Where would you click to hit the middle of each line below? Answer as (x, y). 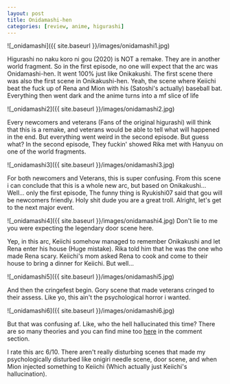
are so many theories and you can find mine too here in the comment (105, 332)
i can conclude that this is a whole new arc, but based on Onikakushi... (107, 186)
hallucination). (27, 374)
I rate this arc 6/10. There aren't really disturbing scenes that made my (106, 352)
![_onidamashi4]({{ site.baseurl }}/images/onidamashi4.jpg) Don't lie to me (113, 221)
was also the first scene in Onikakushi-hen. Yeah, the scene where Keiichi (112, 81)
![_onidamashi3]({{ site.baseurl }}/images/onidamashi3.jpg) (91, 165)
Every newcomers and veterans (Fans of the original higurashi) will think (109, 122)
